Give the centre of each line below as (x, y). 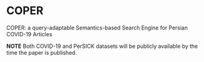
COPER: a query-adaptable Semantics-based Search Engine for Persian (97, 28)
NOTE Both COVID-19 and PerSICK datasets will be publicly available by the (102, 46)
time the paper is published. (42, 52)
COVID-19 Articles (29, 34)
